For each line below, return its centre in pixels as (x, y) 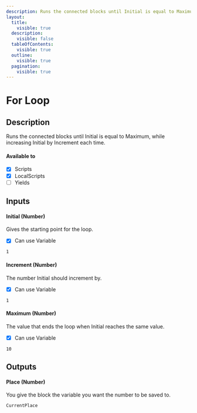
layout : (16, 17)
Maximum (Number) (31, 313)
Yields (22, 182)
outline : (22, 55)
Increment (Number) (32, 264)
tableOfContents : (33, 45)
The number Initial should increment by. (54, 278)
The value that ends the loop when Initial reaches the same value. (85, 326)
